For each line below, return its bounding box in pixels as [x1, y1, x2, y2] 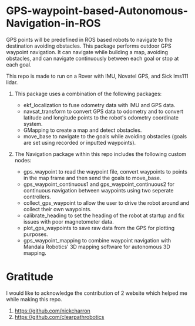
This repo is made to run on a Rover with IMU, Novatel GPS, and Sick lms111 [6, 72, 189, 79]
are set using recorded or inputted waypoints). [23, 139, 136, 146]
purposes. [23, 231, 48, 238]
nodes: [14, 157, 32, 164]
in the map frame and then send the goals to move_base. [23, 174, 162, 181]
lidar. [6, 78, 18, 86]
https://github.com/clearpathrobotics [14, 313, 105, 320]
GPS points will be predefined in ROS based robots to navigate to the [6, 36, 173, 43]
